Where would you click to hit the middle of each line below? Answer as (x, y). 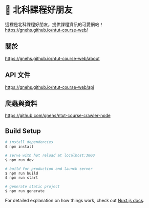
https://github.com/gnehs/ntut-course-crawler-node (58, 115)
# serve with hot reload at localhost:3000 (50, 155)
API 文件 (18, 75)
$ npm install (20, 147)
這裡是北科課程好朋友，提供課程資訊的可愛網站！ (54, 24)
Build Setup (23, 131)
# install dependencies (29, 142)
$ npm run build (21, 173)
